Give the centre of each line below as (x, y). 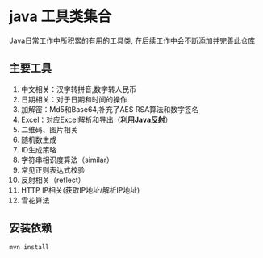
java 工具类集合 (61, 17)
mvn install (29, 247)
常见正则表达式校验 (53, 169)
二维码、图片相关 (49, 129)
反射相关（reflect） (53, 180)
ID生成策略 (39, 149)
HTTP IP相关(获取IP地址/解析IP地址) (80, 189)
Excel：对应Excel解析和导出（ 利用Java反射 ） (96, 119)
